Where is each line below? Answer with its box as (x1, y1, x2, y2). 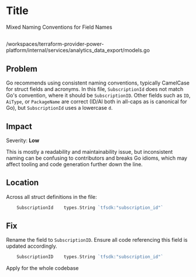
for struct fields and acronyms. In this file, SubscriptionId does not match (6, 86, 184, 93)
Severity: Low (6, 137, 40, 144)
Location (6, 178, 39, 188)
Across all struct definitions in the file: (6, 193, 98, 200)
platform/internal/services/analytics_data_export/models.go (6, 47, 150, 54)
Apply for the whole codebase (6, 265, 79, 272)
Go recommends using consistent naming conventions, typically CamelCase (6, 79, 190, 86)
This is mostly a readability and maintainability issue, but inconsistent (6, 148, 173, 155)
